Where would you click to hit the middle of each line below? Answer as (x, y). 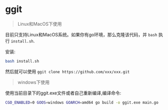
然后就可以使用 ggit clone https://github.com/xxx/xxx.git (67, 71)
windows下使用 (33, 82)
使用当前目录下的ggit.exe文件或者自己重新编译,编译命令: (63, 93)
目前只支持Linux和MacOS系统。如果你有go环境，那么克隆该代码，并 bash (81, 34)
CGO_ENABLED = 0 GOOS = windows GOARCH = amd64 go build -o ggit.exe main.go (82, 102)
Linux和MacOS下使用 (39, 24)
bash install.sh (22, 61)
